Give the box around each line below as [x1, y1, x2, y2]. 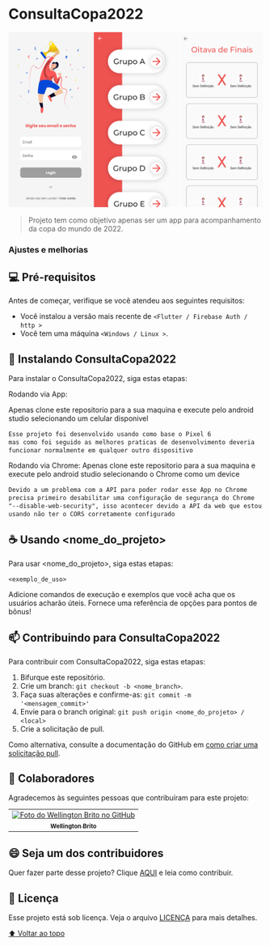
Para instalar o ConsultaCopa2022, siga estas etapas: [8, 373, 188, 383]
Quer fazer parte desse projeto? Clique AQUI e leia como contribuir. [8, 868, 234, 878]
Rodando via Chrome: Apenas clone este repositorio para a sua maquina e [8, 460, 256, 470]
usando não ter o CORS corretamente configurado [8, 510, 175, 518]
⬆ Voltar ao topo [8, 928, 65, 939]
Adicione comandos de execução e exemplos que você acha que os [8, 589, 236, 599]
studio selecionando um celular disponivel [8, 414, 149, 423]
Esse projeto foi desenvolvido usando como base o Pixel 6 [8, 430, 212, 438]
